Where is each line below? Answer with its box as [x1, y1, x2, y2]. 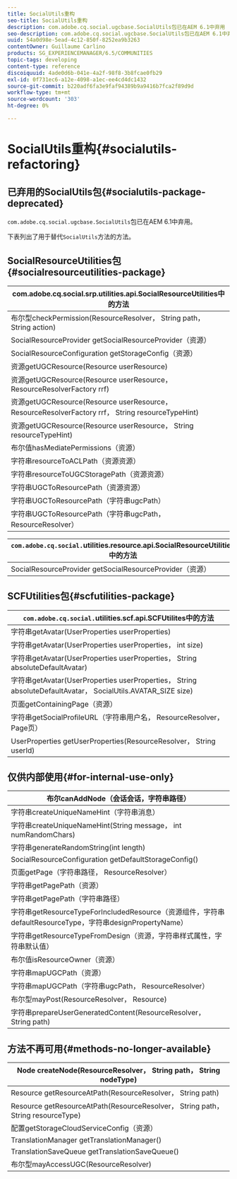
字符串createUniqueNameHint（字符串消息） [11, 808, 160, 818]
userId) [11, 746, 35, 755]
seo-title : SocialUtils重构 [7, 17, 88, 24]
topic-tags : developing [7, 56, 78, 64]
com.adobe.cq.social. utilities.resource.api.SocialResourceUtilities [11, 540, 235, 550]
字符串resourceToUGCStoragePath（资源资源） [11, 469, 169, 479]
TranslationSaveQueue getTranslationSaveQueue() [11, 1147, 179, 1156]
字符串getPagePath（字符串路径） [11, 894, 125, 904]
